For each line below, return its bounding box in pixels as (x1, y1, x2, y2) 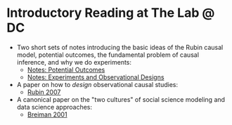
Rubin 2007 (27, 88, 61, 96)
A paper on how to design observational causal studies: (16, 80, 179, 88)
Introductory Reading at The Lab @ (6, 5, 215, 21)
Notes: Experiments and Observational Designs (27, 72, 165, 81)
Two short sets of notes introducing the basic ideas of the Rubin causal (16, 43, 224, 51)
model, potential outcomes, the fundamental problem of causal (16, 51, 200, 59)
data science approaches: (16, 103, 93, 111)
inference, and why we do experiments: (16, 58, 131, 66)
